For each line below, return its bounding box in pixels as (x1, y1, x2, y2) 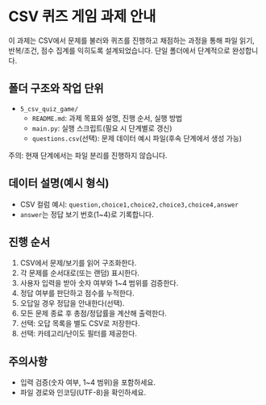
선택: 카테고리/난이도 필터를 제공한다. (19, 328, 137, 339)
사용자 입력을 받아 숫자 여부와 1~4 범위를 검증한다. (19, 278, 179, 288)
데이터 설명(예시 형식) (8, 177, 110, 190)
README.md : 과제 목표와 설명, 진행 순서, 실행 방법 (31, 113, 183, 123)
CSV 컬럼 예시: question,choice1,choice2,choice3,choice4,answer (19, 199, 239, 209)
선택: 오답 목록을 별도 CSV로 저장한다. (19, 319, 140, 328)
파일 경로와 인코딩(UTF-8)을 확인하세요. (19, 388, 147, 398)
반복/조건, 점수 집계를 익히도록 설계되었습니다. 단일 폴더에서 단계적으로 (8, 45, 231, 55)
